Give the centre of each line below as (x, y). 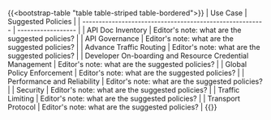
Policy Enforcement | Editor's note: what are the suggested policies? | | (126, 73)
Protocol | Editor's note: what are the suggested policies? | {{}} (112, 107)
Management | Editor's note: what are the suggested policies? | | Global (127, 64)
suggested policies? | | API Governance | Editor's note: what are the (121, 39)
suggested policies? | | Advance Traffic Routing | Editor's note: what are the (134, 48)
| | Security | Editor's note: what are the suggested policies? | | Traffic (124, 90)
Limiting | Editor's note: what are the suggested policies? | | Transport (124, 99)
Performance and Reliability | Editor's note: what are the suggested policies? (135, 81)
